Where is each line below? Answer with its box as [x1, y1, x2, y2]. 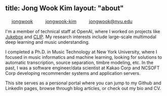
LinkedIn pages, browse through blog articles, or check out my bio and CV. [5, 85, 161, 91]
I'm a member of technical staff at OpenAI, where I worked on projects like [5, 28, 160, 34]
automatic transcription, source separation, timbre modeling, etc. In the [5, 59, 153, 65]
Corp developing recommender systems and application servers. [5, 70, 141, 76]
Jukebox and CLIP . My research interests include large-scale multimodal [5, 34, 157, 40]
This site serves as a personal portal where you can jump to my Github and [5, 80, 161, 86]
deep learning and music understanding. [5, 39, 90, 45]
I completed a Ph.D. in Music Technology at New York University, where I [5, 49, 157, 55]
